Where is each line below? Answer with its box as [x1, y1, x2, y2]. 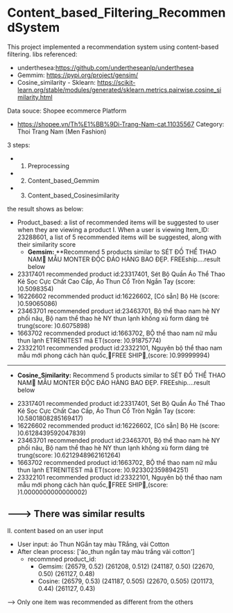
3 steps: [7, 140, 31, 149]
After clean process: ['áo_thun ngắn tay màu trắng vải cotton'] [17, 547, 196, 555]
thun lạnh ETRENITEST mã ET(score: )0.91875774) [17, 336, 162, 345]
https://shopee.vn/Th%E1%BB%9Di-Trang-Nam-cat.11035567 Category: [17, 120, 225, 128]
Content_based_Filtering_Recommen [7, 5, 226, 21]
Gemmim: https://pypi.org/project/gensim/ [17, 71, 139, 79]
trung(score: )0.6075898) [17, 321, 90, 329]
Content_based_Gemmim [27, 176, 100, 185]
